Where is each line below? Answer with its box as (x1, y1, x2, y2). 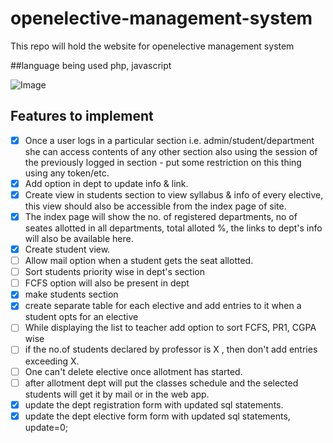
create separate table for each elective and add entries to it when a (24, 300, 302, 312)
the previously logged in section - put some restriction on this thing (24, 156, 302, 168)
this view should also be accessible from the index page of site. (24, 200, 287, 212)
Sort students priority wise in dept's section (24, 266, 205, 278)
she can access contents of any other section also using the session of (24, 145, 318, 157)
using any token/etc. (24, 167, 110, 179)
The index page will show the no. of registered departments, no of (24, 210, 298, 222)
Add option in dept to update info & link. (24, 177, 189, 189)
